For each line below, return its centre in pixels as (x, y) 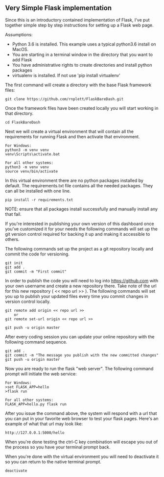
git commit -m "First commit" (36, 272)
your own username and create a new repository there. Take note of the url (81, 286)
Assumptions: (19, 34)
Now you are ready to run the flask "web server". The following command (79, 368)
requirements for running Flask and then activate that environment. (72, 136)
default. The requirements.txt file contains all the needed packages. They (79, 185)
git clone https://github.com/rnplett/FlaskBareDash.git (64, 99)
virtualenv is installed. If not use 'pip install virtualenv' (66, 75)
